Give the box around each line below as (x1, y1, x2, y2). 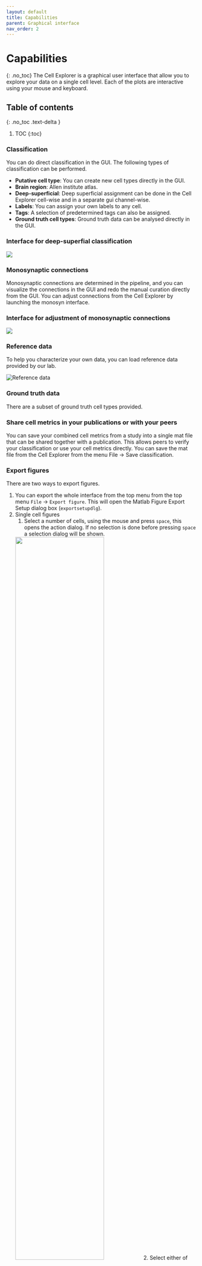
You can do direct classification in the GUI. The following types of (6, 159, 169, 166)
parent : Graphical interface (6, 20, 80, 26)
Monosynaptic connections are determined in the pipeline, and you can (6, 279, 183, 286)
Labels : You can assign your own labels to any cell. (14, 203, 143, 210)
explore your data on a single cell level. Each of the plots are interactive (6, 78, 184, 85)
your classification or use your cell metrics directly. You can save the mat (6, 445, 188, 452)
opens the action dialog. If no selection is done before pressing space (24, 524, 196, 531)
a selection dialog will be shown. (24, 530, 106, 537)
